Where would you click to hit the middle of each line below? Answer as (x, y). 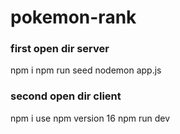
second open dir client (66, 96)
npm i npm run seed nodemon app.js (86, 70)
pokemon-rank (73, 17)
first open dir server (60, 49)
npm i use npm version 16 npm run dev (90, 118)
